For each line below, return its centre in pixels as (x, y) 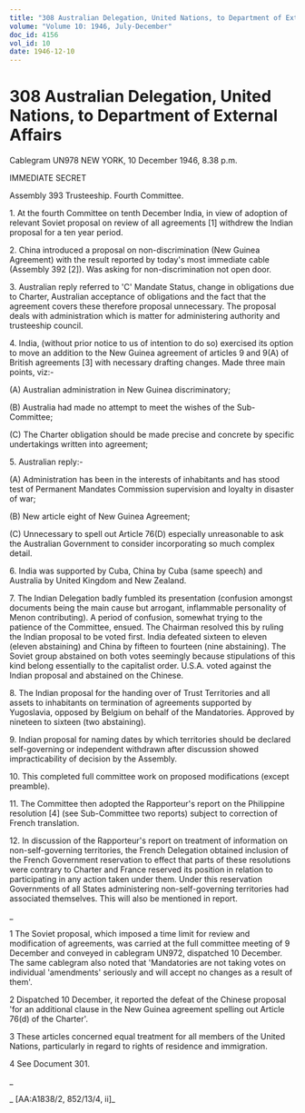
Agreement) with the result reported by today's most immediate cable (139, 260)
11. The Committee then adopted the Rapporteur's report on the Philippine (147, 804)
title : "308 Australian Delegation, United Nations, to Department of (146, 18)
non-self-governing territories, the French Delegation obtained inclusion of (149, 850)
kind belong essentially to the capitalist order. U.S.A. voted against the (141, 666)
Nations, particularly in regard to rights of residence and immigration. (138, 1047)
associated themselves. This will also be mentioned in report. (123, 899)
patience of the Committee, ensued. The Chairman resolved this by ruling (147, 627)
